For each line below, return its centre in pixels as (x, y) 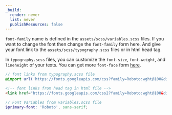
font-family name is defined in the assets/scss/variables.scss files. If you (85, 39)
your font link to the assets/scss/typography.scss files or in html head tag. (84, 50)
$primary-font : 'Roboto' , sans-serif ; (47, 107)
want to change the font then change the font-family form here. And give (83, 44)
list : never (23, 19)
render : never (25, 15)
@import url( (19, 79)
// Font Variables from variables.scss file (53, 102)
